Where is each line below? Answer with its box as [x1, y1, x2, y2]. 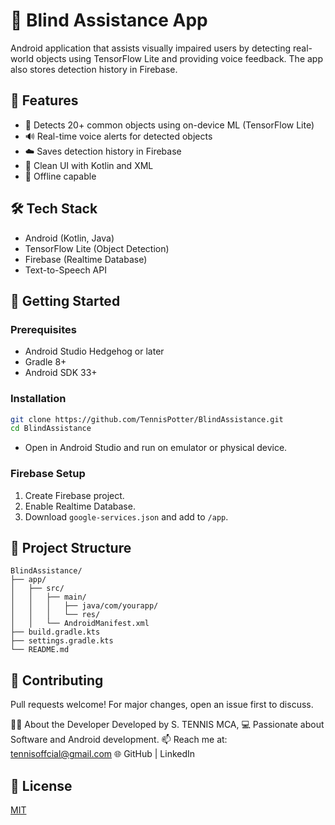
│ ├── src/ [10, 584, 65, 594]
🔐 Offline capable [24, 170, 97, 182]
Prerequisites [10, 322, 77, 336]
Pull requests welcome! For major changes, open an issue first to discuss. [10, 699, 314, 711]
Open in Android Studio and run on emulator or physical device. [24, 442, 288, 454]
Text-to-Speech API [24, 264, 107, 276]
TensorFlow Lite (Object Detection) [24, 242, 170, 254]
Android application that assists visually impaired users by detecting [10, 42, 292, 54]
